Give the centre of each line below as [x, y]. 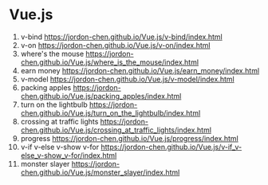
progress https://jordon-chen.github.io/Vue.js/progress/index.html [129, 138]
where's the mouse [52, 53]
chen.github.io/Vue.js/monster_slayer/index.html [100, 172]
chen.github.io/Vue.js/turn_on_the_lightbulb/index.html [110, 112]
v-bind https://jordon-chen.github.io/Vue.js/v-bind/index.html [121, 37]
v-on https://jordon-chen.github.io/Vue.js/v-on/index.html [115, 45]
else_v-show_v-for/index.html [69, 155]
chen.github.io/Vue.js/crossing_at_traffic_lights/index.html [116, 130]
